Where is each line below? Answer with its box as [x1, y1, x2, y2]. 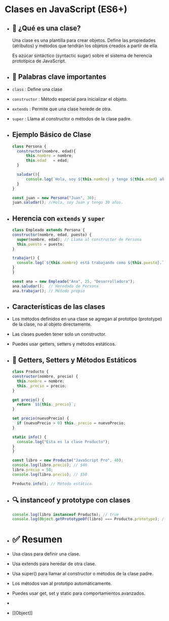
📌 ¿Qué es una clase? [12, 24, 81, 33]
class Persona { [12, 144, 47, 149]
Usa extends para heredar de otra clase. [12, 561, 97, 567]
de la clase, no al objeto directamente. [12, 321, 92, 327]
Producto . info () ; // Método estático [12, 481, 92, 486]
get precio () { [12, 397, 45, 402]
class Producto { [12, 369, 49, 375]
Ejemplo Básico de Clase [12, 131, 92, 139]
